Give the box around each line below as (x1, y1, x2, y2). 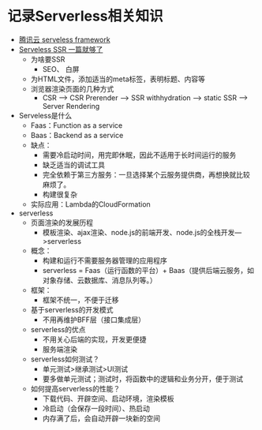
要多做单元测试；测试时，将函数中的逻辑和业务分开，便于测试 (42, 374, 244, 383)
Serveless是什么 (18, 110, 73, 120)
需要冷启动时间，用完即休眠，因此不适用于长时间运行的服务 (42, 150, 237, 159)
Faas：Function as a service (30, 120, 123, 130)
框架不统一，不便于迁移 (42, 295, 119, 305)
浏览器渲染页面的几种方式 (30, 84, 114, 93)
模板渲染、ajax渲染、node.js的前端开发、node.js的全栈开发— (42, 227, 242, 237)
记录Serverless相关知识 (7, 7, 163, 25)
